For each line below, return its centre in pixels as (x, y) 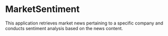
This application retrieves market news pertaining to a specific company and (84, 23)
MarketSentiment (42, 9)
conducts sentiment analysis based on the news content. (64, 28)
